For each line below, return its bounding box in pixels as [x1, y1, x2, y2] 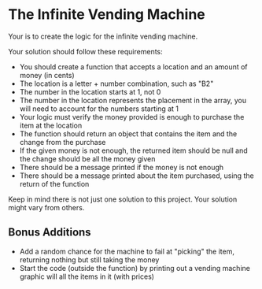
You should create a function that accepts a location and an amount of [19, 61, 248, 72]
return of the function [19, 179, 90, 188]
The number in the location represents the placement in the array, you [19, 95, 246, 105]
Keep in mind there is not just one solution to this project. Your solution [8, 195, 238, 204]
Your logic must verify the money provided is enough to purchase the [19, 112, 245, 121]
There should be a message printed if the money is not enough [19, 162, 224, 172]
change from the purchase [19, 137, 106, 146]
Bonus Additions [8, 226, 92, 239]
